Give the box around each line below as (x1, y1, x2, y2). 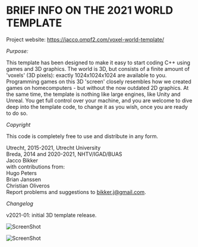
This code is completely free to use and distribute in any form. (6, 132, 159, 140)
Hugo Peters (6, 169, 37, 176)
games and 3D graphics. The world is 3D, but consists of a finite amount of (6, 65, 190, 72)
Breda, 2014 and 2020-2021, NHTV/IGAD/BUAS (6, 150, 122, 158)
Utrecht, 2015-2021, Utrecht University (6, 144, 101, 151)
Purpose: (6, 47, 29, 54)
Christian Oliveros (6, 182, 50, 189)
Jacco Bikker (6, 157, 39, 164)
